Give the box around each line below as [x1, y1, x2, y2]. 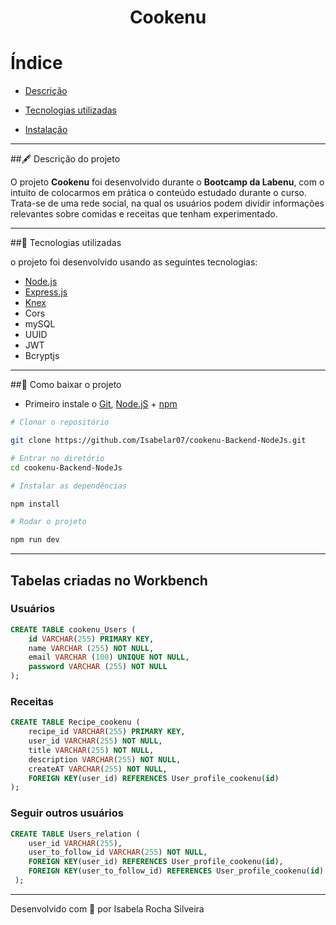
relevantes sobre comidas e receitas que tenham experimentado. [10, 208, 278, 220]
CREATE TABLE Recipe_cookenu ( [10, 717, 141, 728]
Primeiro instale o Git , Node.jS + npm [24, 398, 178, 410]
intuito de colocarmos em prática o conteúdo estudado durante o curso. [10, 187, 308, 199]
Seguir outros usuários [10, 806, 124, 820]
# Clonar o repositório [10, 417, 110, 428]
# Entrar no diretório [10, 453, 105, 463]
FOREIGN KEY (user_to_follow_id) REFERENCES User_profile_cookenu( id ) [28, 866, 325, 876]
